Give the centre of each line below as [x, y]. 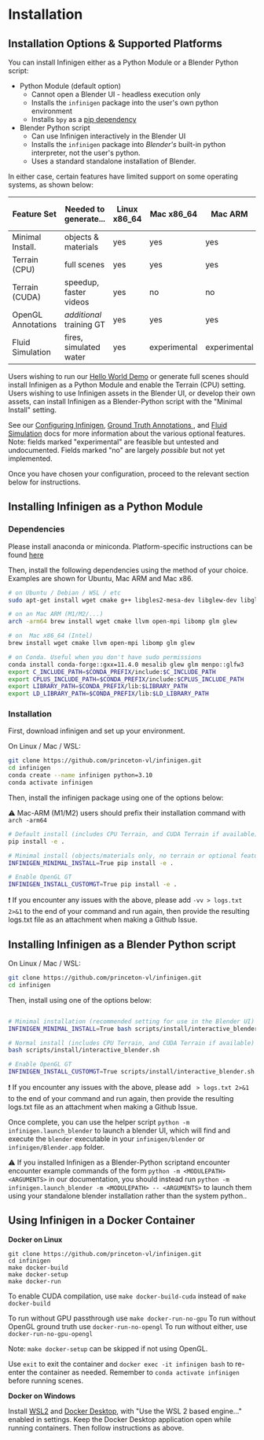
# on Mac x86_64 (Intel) [50, 636]
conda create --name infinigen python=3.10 [81, 775]
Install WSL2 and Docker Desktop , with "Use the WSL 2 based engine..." [125, 1411]
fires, [74, 337]
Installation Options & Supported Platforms [115, 44]
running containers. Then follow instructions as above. [96, 1427]
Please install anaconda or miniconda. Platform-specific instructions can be [130, 546]
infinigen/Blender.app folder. [57, 1147]
